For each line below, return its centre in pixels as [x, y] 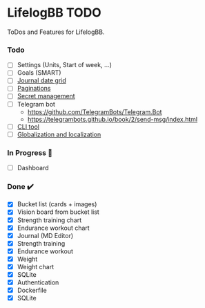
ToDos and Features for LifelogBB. [56, 32]
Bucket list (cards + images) [57, 204]
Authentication [38, 282]
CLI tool [28, 127]
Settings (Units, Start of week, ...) [65, 65]
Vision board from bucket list [58, 212]
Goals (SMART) [39, 73]
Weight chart [36, 266]
